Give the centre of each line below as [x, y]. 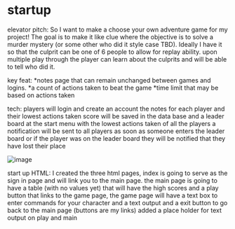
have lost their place [36, 146]
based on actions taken [41, 95]
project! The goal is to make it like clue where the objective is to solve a [110, 36]
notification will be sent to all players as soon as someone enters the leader [116, 131]
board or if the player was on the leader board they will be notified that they [116, 138]
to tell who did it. [31, 67]
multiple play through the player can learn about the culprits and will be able [117, 59]
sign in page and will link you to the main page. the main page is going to [112, 180]
